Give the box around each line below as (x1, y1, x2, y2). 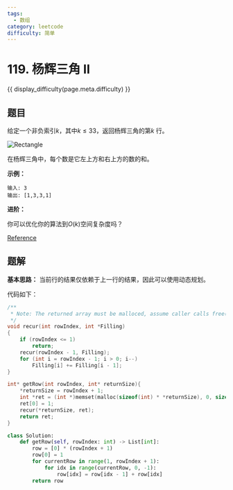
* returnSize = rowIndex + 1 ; (19, 387, 104, 394)
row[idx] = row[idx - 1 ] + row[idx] (56, 471, 163, 478)
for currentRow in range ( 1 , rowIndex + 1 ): (32, 458, 159, 465)
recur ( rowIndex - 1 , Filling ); (19, 348, 110, 356)
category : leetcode (7, 23, 64, 30)
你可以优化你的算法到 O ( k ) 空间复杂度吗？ (7, 220, 123, 228)
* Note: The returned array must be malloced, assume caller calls (10, 310, 209, 317)
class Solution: (7, 432, 54, 439)
